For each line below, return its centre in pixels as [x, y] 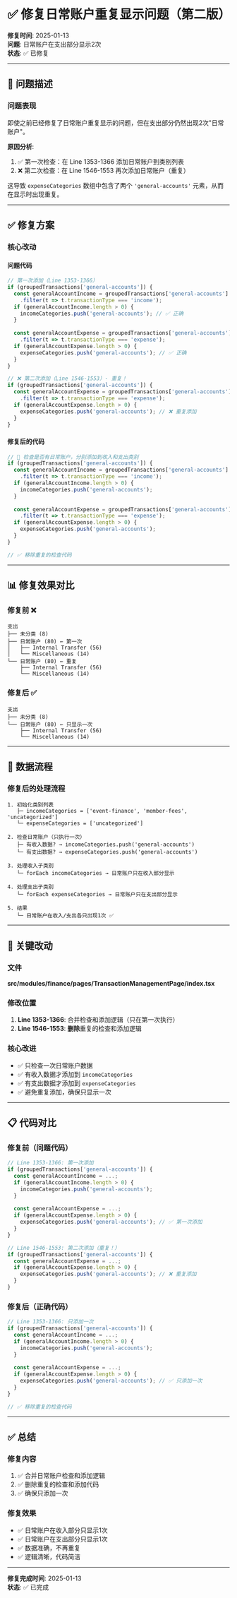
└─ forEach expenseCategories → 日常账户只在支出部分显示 [97, 895]
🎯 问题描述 [30, 84]
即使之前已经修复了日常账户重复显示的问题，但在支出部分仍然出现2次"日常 [116, 123]
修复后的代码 [26, 441]
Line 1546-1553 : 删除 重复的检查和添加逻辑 [80, 1029]
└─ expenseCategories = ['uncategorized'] [80, 823]
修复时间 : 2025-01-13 [38, 35]
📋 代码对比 [32, 1123]
